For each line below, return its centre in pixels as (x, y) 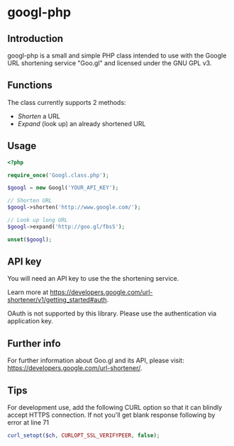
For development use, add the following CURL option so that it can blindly (115, 408)
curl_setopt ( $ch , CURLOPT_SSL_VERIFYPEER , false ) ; (84, 436)
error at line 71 (28, 423)
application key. (30, 321)
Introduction (35, 39)
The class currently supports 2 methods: (67, 102)
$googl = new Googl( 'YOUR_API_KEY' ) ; (63, 188)
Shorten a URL (39, 116)
